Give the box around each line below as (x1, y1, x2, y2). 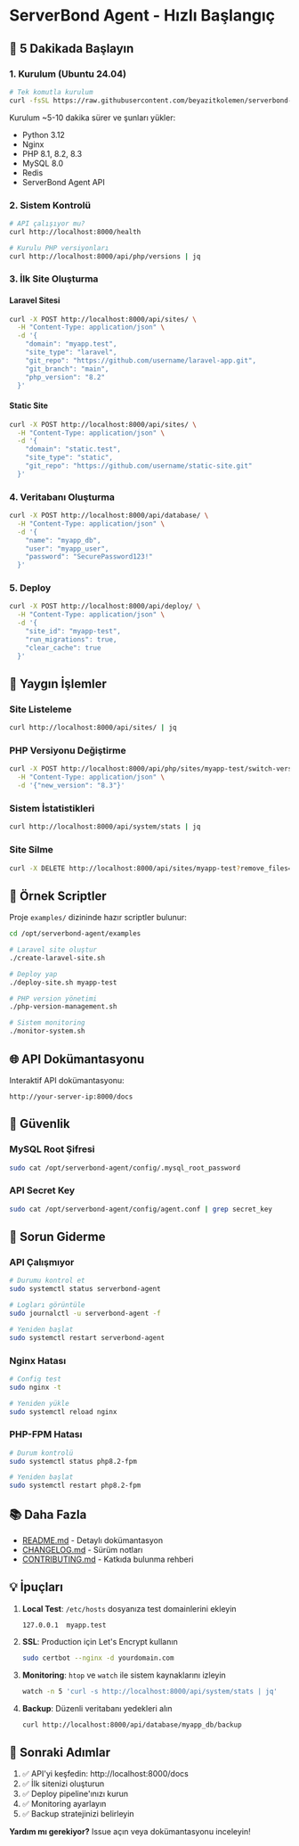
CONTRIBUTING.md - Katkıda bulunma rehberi (21, 1554, 194, 1564)
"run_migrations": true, (25, 634, 117, 644)
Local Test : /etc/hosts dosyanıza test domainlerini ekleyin (21, 1603, 238, 1613)
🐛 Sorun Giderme (9, 1229, 106, 1245)
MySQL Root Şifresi (9, 1143, 95, 1156)
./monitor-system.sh (9, 1026, 86, 1036)
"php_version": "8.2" (25, 372, 105, 381)
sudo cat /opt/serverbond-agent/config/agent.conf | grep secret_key (9, 1205, 273, 1213)
